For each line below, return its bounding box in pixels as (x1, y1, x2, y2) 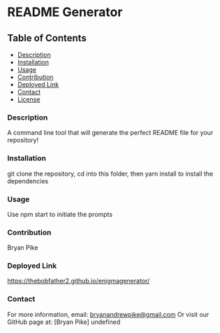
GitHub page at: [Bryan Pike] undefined (7, 318, 121, 326)
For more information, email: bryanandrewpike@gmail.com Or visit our (7, 310, 210, 318)
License (17, 95, 41, 104)
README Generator (7, 4, 123, 20)
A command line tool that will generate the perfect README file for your (7, 129, 214, 137)
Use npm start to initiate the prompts (7, 210, 113, 218)
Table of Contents (7, 32, 87, 44)
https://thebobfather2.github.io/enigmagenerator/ (7, 277, 150, 285)
